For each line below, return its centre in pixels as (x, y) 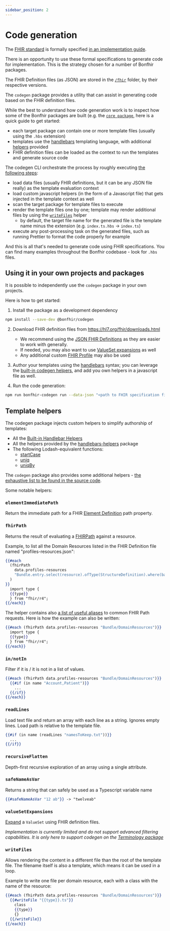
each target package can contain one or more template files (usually (84, 130)
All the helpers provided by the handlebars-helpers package (75, 443)
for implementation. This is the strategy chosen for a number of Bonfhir (79, 64)
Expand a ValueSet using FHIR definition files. (53, 822)
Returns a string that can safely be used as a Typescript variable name (79, 790)
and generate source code (40, 157)
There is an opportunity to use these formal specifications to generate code (84, 59)
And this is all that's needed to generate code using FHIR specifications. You (85, 246)
